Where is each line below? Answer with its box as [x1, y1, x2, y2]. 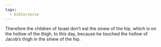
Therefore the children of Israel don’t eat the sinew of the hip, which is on [5, 25, 156, 31]
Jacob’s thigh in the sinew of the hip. [5, 36, 81, 42]
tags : [5, 7, 16, 12]
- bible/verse [9, 12, 39, 17]
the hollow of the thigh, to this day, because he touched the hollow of [5, 31, 148, 37]
